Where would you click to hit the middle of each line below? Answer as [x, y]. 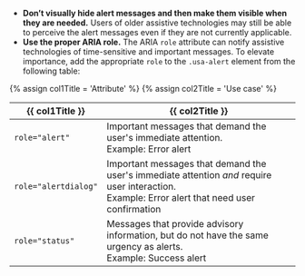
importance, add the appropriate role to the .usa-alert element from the [159, 61]
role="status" [44, 241]
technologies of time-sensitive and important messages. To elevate [148, 52]
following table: [51, 71]
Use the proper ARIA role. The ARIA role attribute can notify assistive [153, 42]
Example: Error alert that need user [181, 197]
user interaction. [142, 187]
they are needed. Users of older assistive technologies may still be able [157, 23]
